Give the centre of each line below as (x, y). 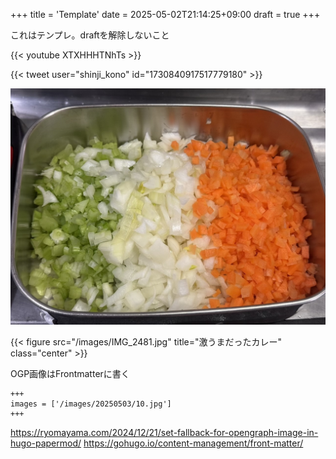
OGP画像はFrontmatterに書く (70, 373)
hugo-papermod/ (46, 443)
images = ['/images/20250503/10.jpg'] (91, 404)
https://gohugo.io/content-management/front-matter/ (193, 443)
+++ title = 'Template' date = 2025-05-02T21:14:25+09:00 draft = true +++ (165, 14)
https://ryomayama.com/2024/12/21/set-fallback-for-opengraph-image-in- (164, 432)
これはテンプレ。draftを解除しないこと (90, 35)
